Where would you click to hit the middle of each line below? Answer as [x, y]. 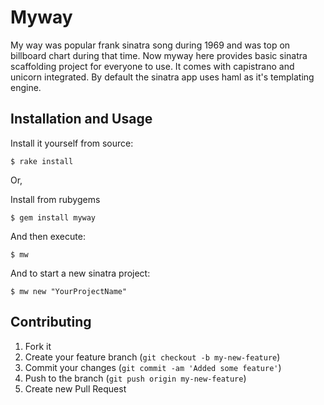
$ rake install [42, 161]
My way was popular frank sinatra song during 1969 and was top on [150, 45]
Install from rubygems [55, 199]
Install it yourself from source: [72, 143]
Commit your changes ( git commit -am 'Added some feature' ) [153, 367]
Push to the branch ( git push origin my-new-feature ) [135, 378]
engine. [26, 87]
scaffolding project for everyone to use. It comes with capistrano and [152, 66]
